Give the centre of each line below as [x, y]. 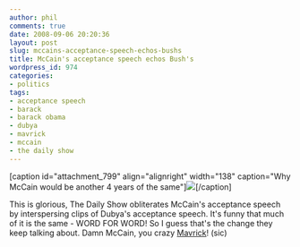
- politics [30, 84]
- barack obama [38, 117]
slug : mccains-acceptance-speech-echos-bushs [95, 51]
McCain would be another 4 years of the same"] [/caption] [120, 187]
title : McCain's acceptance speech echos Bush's [102, 59]
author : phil [34, 17]
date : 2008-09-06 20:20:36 [60, 34]
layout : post [34, 43]
